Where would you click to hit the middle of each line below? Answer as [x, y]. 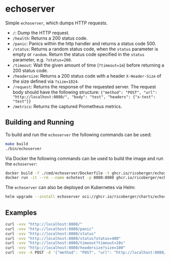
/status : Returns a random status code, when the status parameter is [85, 49]
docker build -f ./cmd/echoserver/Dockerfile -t [57, 173]
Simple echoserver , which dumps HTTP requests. [56, 23]
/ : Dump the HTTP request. [41, 32]
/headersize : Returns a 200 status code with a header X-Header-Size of [87, 76]
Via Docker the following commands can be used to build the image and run [84, 158]
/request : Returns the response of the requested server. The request [84, 86]
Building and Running [40, 122]
